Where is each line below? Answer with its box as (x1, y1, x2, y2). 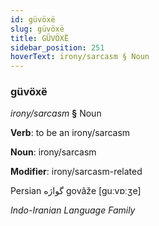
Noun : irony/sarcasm (10, 146, 97, 158)
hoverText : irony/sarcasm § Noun (10, 52, 150, 62)
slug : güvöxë (10, 24, 65, 34)
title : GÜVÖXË (10, 33, 70, 43)
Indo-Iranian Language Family (10, 204, 136, 216)
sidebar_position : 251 (10, 42, 105, 53)
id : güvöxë (10, 14, 56, 25)
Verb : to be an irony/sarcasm (10, 127, 131, 139)
